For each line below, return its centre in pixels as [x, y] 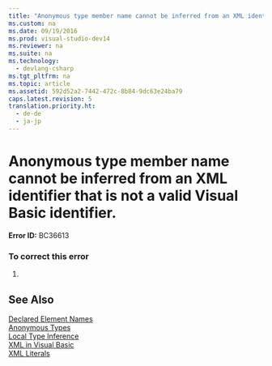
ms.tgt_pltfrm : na [39, 76]
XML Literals [29, 353]
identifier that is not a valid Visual [123, 196]
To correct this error [49, 256]
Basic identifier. [62, 213]
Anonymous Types [40, 327]
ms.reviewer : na [36, 46]
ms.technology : [34, 62]
